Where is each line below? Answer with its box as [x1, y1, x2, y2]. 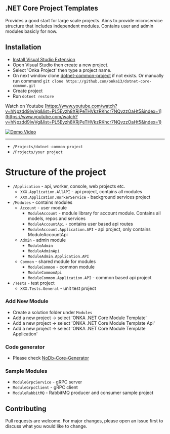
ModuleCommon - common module [27, 264, 95, 270]
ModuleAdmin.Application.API [27, 254, 90, 259]
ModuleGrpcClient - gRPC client [12, 384, 78, 390]
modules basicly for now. [5, 28, 58, 34]
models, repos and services [27, 215, 86, 222]
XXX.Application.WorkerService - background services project [20, 194, 151, 200]
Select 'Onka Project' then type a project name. [12, 67, 112, 73]
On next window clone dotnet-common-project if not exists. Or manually [12, 72, 164, 78]
